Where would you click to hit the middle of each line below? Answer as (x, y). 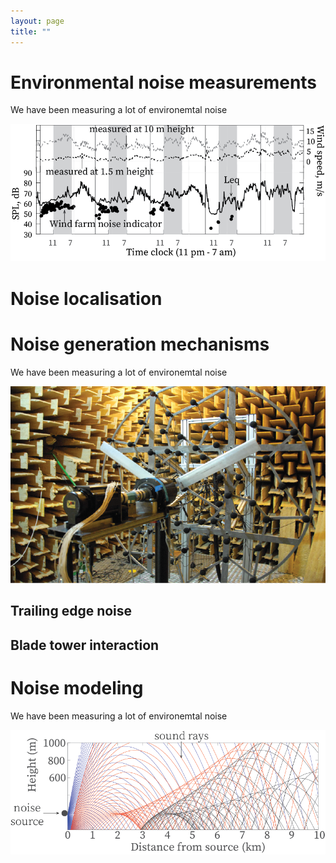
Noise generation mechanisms (140, 344)
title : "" (31, 31)
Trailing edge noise (71, 611)
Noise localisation (86, 298)
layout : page (37, 21)
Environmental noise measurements (164, 82)
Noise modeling (77, 688)
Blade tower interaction (85, 645)
